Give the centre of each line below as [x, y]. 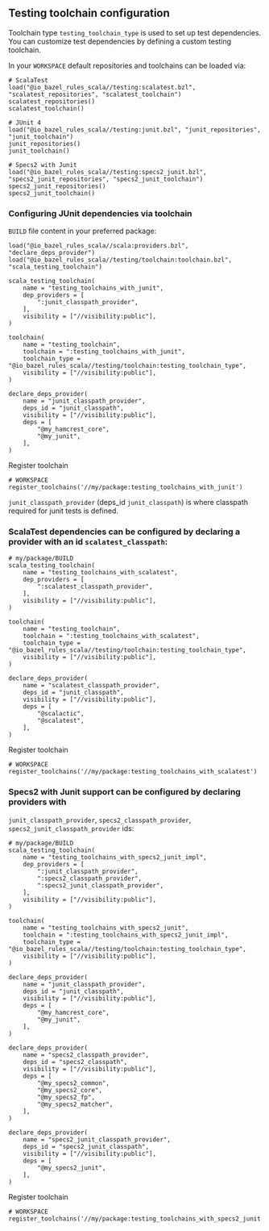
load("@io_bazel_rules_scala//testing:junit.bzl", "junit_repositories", [135, 129]
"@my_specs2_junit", [72, 1168]
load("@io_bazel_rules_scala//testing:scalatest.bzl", [102, 87]
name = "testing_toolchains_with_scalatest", [101, 573]
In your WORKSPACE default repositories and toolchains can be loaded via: [127, 65]
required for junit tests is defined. [64, 511]
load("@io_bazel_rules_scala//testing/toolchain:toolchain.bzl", [120, 260]
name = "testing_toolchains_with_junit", [93, 288]
